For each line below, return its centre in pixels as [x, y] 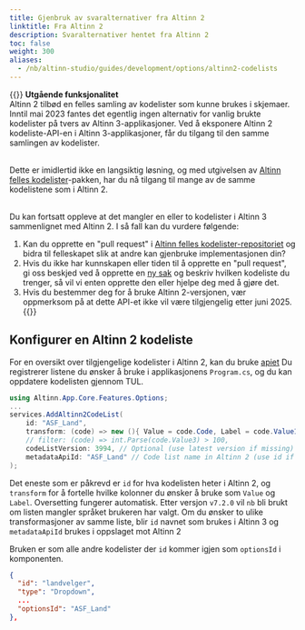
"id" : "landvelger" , [56, 584]
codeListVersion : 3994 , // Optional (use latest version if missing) [160, 448]
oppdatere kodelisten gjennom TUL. [76, 381]
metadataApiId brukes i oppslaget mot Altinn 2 [95, 531]
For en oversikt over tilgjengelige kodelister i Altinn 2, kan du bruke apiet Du [151, 362]
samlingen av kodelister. [54, 143]
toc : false [30, 43]
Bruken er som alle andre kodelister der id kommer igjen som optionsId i [145, 549]
